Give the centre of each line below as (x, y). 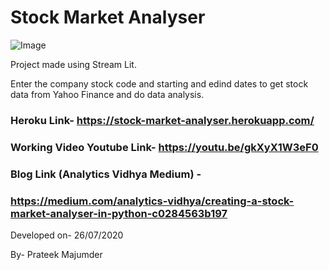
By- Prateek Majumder (56, 254)
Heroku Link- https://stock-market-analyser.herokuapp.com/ (162, 120)
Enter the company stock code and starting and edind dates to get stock (159, 83)
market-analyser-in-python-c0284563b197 (119, 213)
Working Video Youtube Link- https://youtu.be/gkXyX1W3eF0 (164, 147)
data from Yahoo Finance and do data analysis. (107, 94)
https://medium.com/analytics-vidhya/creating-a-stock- (152, 201)
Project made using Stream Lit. (73, 64)
